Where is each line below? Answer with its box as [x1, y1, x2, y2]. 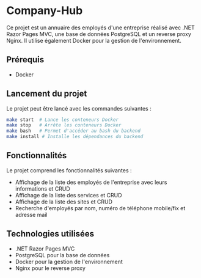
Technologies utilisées [6, 229, 95, 239]
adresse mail [15, 211, 48, 218]
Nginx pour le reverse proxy [15, 264, 86, 272]
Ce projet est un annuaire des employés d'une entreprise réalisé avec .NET [6, 24, 196, 31]
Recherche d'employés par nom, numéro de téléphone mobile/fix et [15, 204, 186, 211]
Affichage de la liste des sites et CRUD [15, 198, 113, 205]
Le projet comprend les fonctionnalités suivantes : [6, 166, 133, 174]
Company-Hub [6, 4, 83, 18]
